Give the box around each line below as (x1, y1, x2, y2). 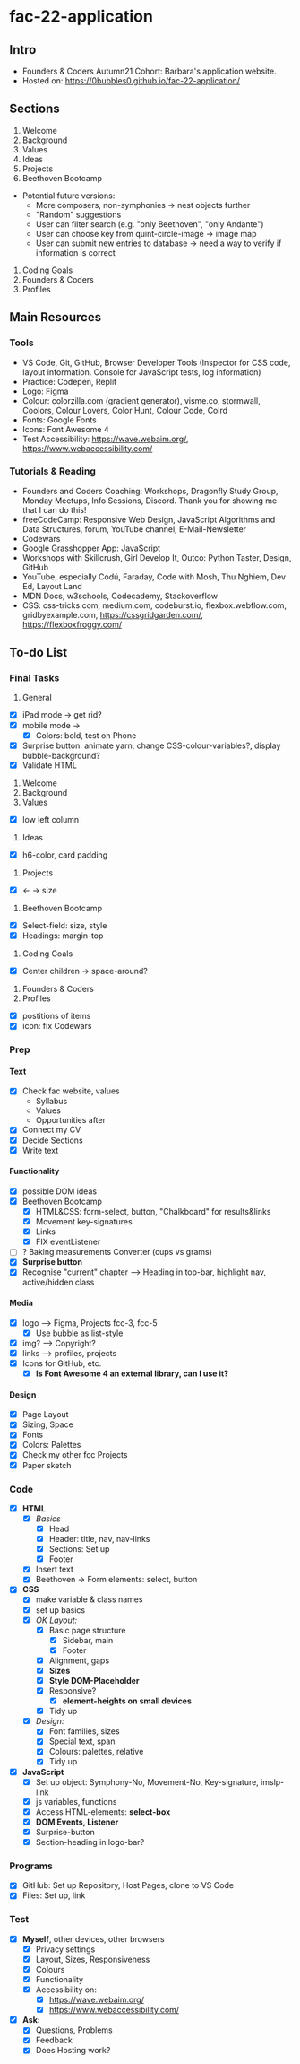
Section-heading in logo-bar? (35, 1836, 145, 1847)
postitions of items (21, 1011, 91, 1022)
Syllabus (35, 1096, 68, 1107)
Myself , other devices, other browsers (21, 1933, 165, 1944)
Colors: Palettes (21, 1440, 81, 1450)
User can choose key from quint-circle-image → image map (35, 228, 257, 239)
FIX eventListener (35, 1236, 101, 1248)
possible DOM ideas (21, 1186, 97, 1197)
